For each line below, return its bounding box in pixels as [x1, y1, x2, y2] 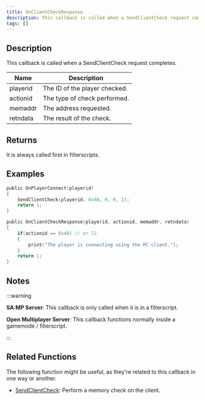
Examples [6, 169, 45, 179]
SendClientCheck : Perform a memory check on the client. [15, 387, 160, 394]
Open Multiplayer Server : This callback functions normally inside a [6, 316, 176, 323]
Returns [6, 135, 38, 145]
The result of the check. [42, 114, 112, 123]
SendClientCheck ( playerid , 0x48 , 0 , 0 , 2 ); [17, 197, 130, 203]
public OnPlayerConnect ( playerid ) [6, 185, 95, 191]
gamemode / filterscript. [6, 322, 67, 330]
